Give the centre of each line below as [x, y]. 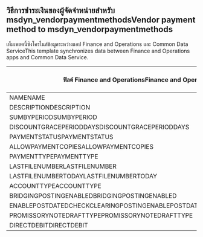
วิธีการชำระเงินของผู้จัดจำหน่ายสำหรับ [61, 11]
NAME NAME [27, 97]
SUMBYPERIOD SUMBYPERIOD [53, 117]
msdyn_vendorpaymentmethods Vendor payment [101, 20]
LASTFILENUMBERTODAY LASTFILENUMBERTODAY [83, 176]
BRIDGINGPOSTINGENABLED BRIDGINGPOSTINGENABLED [93, 195]
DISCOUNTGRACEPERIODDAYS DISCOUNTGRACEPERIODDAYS [99, 127]
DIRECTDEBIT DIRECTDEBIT [49, 225]
